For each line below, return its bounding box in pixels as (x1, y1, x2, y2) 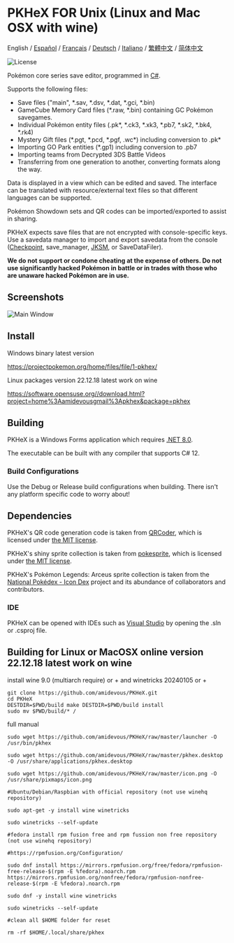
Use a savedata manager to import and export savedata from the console (7, 235, 218, 244)
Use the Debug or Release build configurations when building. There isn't (7, 482, 219, 490)
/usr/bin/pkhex (7, 739, 52, 747)
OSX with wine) (7, 20, 99, 36)
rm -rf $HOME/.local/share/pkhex (7, 929, 105, 936)
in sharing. (7, 214, 38, 223)
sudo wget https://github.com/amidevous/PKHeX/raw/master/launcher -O (7, 733, 217, 740)
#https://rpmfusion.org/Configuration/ (7, 849, 124, 856)
